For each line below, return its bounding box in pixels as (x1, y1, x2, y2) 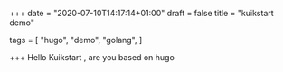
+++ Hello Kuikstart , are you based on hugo (9, 52, 175, 62)
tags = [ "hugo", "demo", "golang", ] (9, 35, 143, 45)
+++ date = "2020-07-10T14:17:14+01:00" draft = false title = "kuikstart (9, 8, 274, 18)
